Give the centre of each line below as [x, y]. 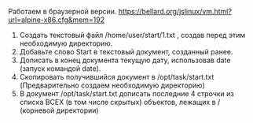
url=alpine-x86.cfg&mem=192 [56, 20]
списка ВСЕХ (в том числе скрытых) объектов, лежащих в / [120, 102]
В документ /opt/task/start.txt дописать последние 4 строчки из [126, 93]
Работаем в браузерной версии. [62, 11]
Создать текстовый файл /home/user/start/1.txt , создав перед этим [132, 35]
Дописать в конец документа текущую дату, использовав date [125, 60]
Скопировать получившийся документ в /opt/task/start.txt [117, 77]
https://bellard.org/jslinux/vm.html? [175, 11]
